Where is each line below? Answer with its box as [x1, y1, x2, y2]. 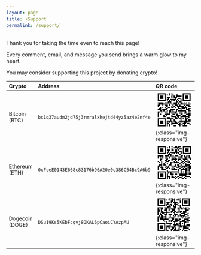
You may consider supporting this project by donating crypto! [6, 69, 158, 76]
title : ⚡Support [6, 16, 47, 22]
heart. [6, 58, 21, 65]
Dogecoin [8, 215, 33, 222]
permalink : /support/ [6, 22, 60, 28]
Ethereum [8, 163, 33, 170]
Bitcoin [8, 110, 26, 117]
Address [38, 82, 60, 89]
